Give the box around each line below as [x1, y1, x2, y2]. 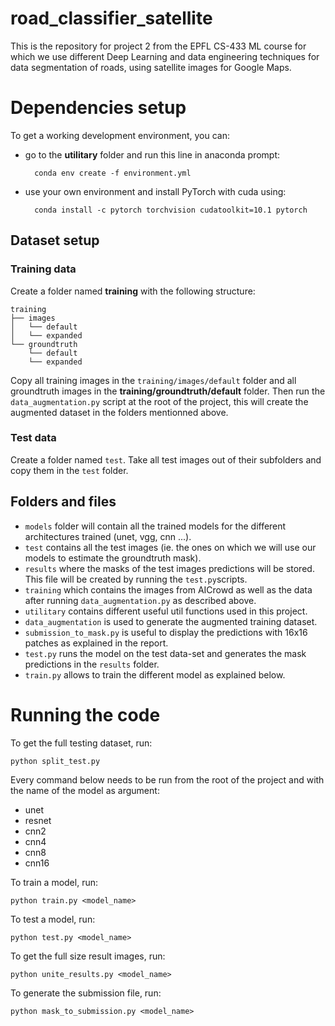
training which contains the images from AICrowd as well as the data [24, 583, 313, 596]
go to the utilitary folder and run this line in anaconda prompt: [24, 148, 281, 161]
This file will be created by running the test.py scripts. [24, 573, 248, 585]
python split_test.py [10, 756, 101, 766]
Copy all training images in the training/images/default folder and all [10, 374, 297, 386]
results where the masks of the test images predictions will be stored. [24, 562, 315, 574]
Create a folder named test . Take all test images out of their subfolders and [10, 453, 322, 466]
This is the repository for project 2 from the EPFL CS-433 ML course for [10, 40, 307, 52]
